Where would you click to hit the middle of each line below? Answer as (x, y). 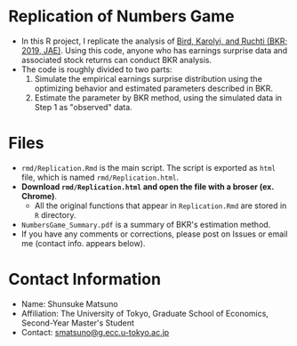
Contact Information (85, 280)
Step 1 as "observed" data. (83, 107)
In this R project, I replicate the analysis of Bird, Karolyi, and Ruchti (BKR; (154, 41)
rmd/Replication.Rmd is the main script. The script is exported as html (148, 167)
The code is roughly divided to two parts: (96, 69)
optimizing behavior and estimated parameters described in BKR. (153, 88)
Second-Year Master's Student (78, 323)
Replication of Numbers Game (121, 16)
